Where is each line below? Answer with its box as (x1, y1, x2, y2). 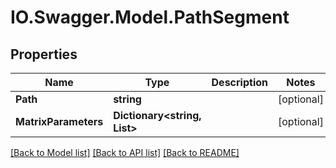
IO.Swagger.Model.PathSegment (10, 6, 290, 29)
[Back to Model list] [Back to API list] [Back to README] (10, 147, 240, 158)
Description (211, 76, 268, 89)
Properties (10, 46, 78, 63)
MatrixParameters (15, 115, 104, 128)
